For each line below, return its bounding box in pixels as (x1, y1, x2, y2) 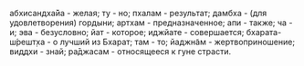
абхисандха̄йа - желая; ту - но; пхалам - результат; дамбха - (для (9, 8, 267, 18)
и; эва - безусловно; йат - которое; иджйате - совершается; (9, 27, 245, 37)
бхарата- (246, 27, 282, 37)
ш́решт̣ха (9, 36, 46, 47)
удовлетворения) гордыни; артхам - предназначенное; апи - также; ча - (9, 17, 293, 28)
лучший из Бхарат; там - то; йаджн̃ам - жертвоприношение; (59, 36, 295, 47)
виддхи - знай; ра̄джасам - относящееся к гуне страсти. (9, 46, 231, 57)
